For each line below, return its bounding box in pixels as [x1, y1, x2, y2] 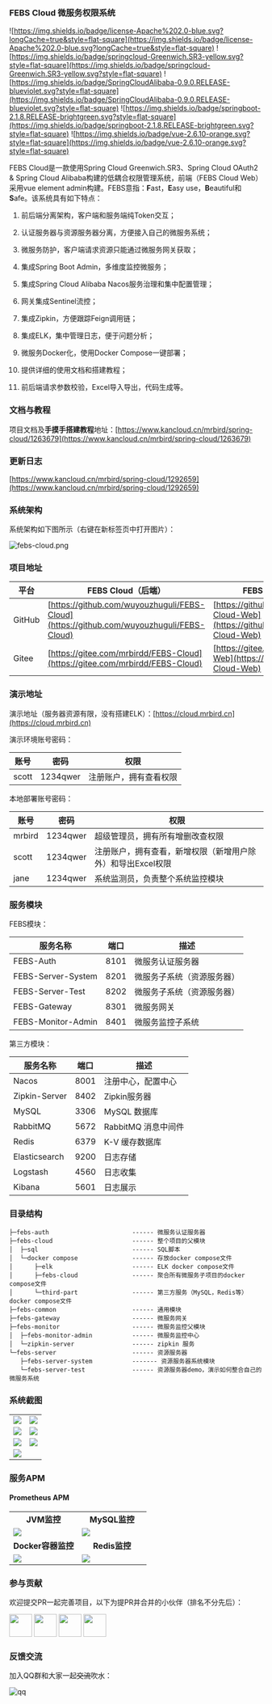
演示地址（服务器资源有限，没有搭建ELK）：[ [9, 708, 156, 718]
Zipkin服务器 [103, 1091, 152, 1102]
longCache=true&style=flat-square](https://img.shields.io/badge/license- [9, 35, 253, 44]
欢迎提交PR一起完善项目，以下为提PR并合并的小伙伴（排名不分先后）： [9, 1597, 243, 1607]
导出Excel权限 [118, 857, 172, 869]
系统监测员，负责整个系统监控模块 [94, 873, 224, 884]
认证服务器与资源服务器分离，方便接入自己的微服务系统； [20, 228, 212, 238]
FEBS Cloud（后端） [86, 585, 166, 596]
